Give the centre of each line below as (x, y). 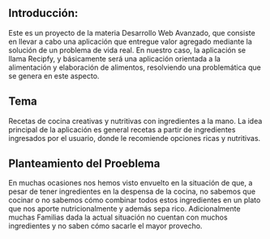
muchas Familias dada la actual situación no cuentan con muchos (118, 217)
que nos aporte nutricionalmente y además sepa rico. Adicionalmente (124, 209)
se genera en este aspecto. (54, 75)
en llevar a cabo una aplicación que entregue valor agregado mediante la (131, 41)
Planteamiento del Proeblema (84, 164)
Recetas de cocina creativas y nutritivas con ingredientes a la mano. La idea (135, 121)
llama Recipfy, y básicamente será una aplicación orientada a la (115, 58)
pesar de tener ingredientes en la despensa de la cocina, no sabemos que (132, 192)
